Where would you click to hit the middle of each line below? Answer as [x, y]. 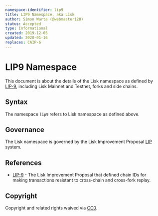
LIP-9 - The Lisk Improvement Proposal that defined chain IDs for [79, 175]
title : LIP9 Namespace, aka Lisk [40, 14]
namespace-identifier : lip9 [34, 10]
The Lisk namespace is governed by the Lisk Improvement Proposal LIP [79, 142]
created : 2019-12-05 [27, 33]
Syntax [16, 102]
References [23, 163]
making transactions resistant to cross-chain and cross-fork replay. [81, 180]
